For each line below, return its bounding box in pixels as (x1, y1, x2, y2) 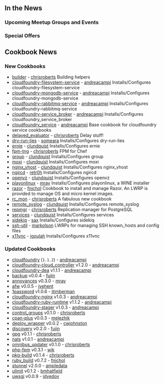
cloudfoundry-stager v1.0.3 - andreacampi (11, 304, 99, 311)
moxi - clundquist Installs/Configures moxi (11, 159, 99, 165)
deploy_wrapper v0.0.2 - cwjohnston (11, 320, 88, 326)
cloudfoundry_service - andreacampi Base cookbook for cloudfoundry (11, 122, 157, 128)
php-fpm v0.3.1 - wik (11, 347, 55, 353)
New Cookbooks (4, 62, 46, 69)
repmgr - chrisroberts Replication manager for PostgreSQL (11, 206, 133, 212)
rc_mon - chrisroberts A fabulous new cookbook (11, 195, 112, 201)
